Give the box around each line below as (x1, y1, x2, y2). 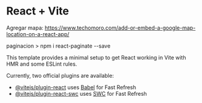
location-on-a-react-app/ (6, 30, 70, 37)
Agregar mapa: (6, 24, 44, 31)
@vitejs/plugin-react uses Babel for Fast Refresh (15, 83, 137, 91)
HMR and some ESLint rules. (6, 60, 77, 67)
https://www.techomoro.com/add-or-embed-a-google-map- (44, 24, 196, 31)
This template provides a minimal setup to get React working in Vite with (6, 54, 186, 61)
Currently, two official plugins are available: (6, 72, 114, 79)
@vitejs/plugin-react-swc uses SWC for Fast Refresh (15, 90, 147, 97)
